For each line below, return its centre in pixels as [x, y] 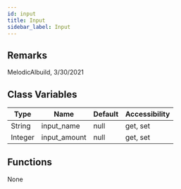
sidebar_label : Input [39, 27]
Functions [30, 162]
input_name [61, 126]
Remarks [27, 55]
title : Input [26, 20]
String [21, 126]
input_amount [64, 137]
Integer [23, 137]
